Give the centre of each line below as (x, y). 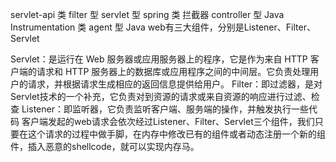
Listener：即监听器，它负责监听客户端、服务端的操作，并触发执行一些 (165, 109)
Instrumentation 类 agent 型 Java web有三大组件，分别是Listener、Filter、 (163, 27)
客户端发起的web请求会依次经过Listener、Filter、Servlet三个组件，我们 (168, 121)
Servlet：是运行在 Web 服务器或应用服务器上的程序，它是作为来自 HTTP (159, 59)
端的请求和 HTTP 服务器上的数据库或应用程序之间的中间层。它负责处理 (164, 71)
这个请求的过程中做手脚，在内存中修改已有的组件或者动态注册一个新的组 (176, 134)
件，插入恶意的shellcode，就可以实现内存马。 (105, 146)
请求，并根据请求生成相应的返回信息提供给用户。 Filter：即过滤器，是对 (175, 84)
